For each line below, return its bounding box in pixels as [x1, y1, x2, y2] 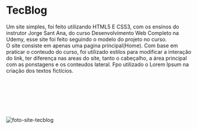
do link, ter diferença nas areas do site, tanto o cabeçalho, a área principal [6, 54, 188, 62]
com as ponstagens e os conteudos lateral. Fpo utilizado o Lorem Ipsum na [6, 60, 189, 68]
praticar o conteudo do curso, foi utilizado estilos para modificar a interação [6, 48, 192, 55]
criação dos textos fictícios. [6, 67, 74, 74]
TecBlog [6, 4, 47, 17]
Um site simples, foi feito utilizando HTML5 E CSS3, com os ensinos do [6, 23, 179, 30]
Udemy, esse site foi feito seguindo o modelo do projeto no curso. [6, 36, 167, 43]
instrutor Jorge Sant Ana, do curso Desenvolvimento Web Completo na [6, 29, 179, 36]
